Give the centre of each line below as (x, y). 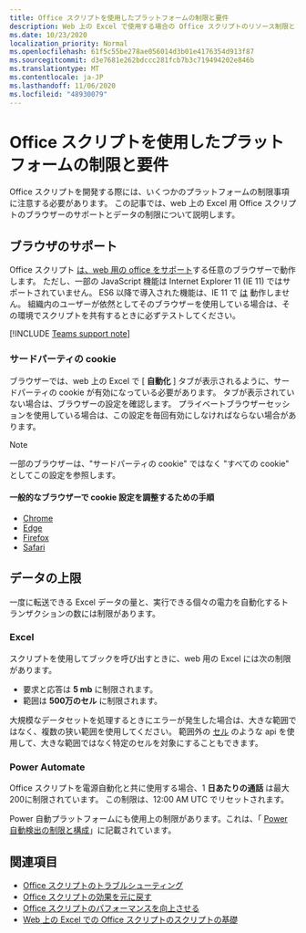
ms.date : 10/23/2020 (49, 35)
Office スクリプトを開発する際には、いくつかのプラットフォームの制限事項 (149, 192)
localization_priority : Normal (69, 43)
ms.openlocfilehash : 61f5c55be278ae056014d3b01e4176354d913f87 (132, 52)
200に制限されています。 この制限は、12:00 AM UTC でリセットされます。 (149, 800)
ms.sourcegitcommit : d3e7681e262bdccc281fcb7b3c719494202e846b (132, 60)
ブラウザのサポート (63, 246)
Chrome (38, 518)
